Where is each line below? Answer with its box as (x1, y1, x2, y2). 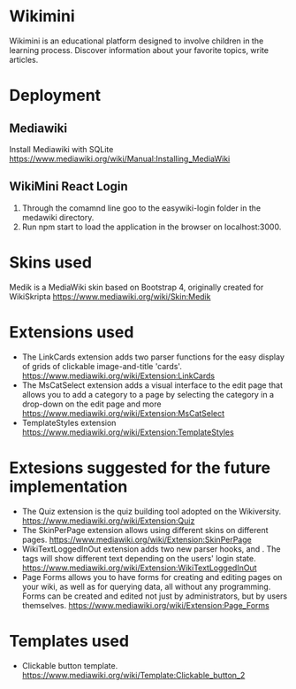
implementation (9, 476, 128, 497)
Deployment (9, 86, 102, 105)
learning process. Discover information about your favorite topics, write (9, 44, 269, 55)
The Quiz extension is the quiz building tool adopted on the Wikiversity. (21, 506, 282, 516)
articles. (9, 54, 39, 65)
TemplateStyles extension (21, 417, 117, 428)
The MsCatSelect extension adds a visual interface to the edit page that (21, 379, 284, 391)
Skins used (9, 252, 93, 272)
